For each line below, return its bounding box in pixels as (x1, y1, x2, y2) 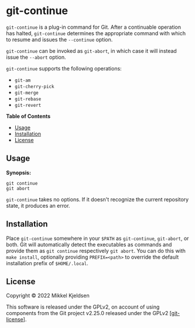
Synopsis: (6, 169, 31, 176)
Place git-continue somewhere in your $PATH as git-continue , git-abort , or (6, 235, 189, 242)
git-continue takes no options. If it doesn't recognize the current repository (6, 195, 189, 203)
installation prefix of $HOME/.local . (6, 259, 89, 266)
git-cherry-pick (14, 83, 54, 89)
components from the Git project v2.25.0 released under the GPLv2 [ (6, 310, 172, 317)
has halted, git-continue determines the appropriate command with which (6, 29, 186, 36)
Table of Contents (6, 113, 51, 120)
